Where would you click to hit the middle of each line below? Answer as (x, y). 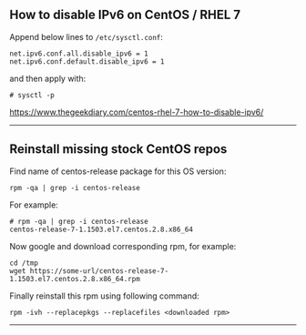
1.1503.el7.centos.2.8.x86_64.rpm (75, 279)
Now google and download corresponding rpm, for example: (123, 246)
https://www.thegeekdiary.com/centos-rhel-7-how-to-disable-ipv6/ (137, 112)
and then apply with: (48, 78)
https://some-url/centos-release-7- (99, 271)
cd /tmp (24, 263)
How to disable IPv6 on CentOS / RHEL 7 (125, 15)
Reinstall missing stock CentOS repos (118, 149)
